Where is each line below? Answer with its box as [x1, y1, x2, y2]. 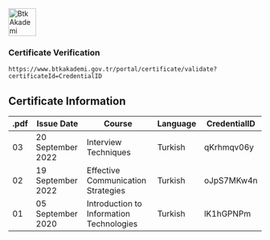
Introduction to [87, 198, 142, 209]
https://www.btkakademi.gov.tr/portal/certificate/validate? [8, 65, 218, 73]
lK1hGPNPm [203, 209, 252, 220]
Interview [87, 137, 122, 148]
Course [103, 118, 133, 130]
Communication [87, 175, 147, 186]
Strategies [87, 185, 126, 197]
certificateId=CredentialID [8, 72, 103, 81]
